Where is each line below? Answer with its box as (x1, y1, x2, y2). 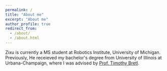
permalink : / (5, 7, 33, 13)
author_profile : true (5, 21, 51, 27)
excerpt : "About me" (5, 17, 49, 22)
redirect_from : (5, 26, 37, 31)
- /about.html (10, 36, 39, 41)
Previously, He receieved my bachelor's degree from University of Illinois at (5, 54, 162, 60)
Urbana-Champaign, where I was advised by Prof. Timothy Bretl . (5, 60, 140, 66)
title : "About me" (5, 12, 44, 17)
